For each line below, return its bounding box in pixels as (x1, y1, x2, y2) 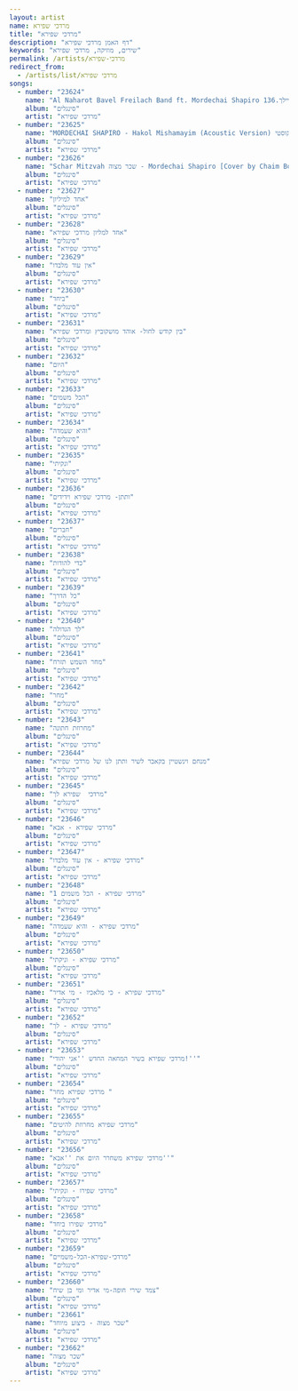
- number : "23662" (17, 1343, 86, 1352)
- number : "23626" (17, 153, 86, 163)
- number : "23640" (17, 616, 86, 625)
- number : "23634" (17, 418, 86, 427)
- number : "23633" (17, 385, 86, 394)
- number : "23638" (17, 550, 86, 559)
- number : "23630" (17, 285, 86, 294)
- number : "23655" (17, 1112, 86, 1121)
